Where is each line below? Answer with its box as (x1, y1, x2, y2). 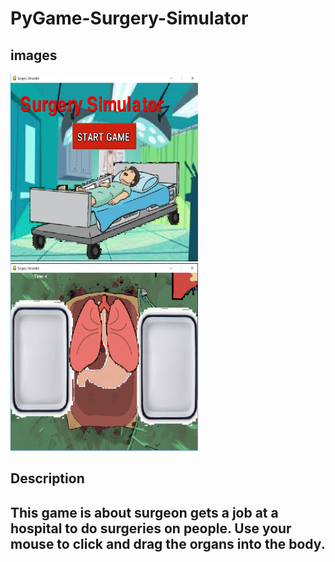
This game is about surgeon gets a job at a (10, 504, 279, 521)
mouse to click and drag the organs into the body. (10, 535, 326, 552)
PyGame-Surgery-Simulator (10, 7, 249, 30)
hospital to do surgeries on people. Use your (10, 520, 292, 537)
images (10, 47, 58, 64)
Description (10, 470, 85, 487)
